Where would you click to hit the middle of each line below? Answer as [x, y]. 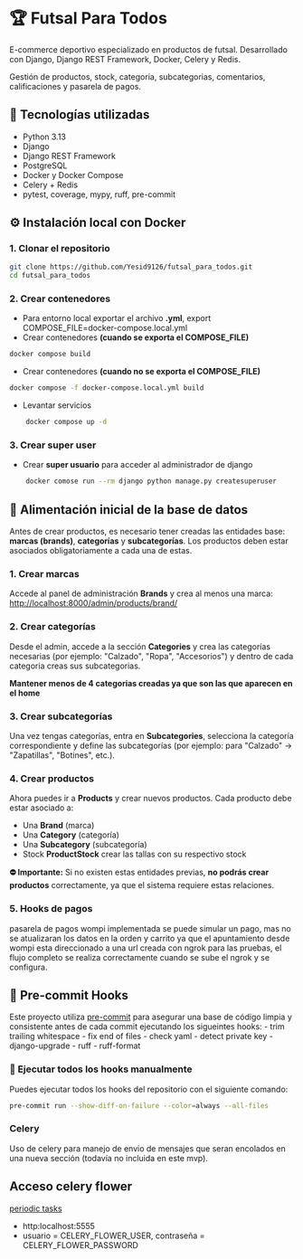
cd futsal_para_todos [50, 276]
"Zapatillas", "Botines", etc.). [62, 755]
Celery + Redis [50, 185]
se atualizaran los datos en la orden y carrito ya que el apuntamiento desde [150, 938]
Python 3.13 [44, 137]
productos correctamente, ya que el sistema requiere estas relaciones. [142, 885]
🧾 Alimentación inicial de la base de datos [129, 510]
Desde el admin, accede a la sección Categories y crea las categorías [140, 646]
